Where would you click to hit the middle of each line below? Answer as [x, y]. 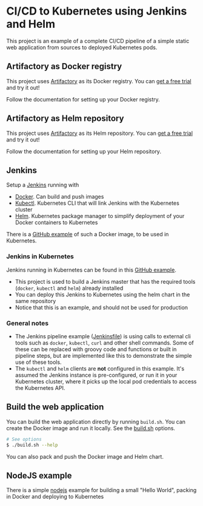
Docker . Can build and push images [59, 197]
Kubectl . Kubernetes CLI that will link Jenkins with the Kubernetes [97, 203]
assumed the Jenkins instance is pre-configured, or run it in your [96, 375]
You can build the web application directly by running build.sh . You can [96, 422]
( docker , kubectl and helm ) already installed [69, 288]
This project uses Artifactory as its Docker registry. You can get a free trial [99, 81]
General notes [28, 323]
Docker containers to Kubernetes [56, 222]
